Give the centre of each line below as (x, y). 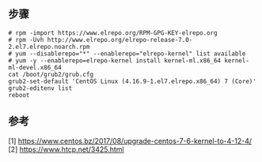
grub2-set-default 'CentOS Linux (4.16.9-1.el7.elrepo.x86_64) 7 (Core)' (133, 81)
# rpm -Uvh (26, 40)
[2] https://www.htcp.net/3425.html (66, 149)
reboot (19, 95)
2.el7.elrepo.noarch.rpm (49, 47)
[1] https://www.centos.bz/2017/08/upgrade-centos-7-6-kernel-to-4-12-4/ (130, 141)
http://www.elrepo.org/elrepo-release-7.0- (120, 40)
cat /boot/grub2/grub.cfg (51, 74)
